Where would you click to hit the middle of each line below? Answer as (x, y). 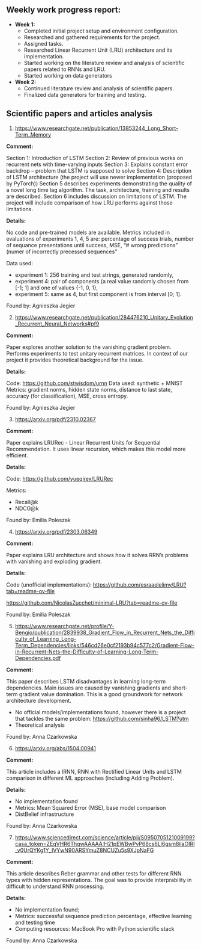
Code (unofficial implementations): (49, 584)
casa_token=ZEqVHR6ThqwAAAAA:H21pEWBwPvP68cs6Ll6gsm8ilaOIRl (105, 844)
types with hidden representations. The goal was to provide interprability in (99, 880)
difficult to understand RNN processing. (55, 886)
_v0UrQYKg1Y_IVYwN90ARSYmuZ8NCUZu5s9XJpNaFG (84, 850)
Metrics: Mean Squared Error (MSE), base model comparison (90, 807)
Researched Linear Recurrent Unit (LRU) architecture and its (98, 50)
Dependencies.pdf (38, 658)
